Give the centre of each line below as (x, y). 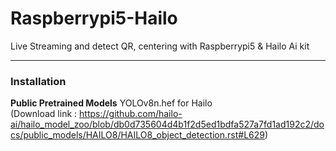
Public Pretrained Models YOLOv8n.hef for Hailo (111, 103)
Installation (38, 81)
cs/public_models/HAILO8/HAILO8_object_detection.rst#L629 (137, 135)
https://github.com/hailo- (131, 114)
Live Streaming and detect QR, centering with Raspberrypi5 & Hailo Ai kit (160, 46)
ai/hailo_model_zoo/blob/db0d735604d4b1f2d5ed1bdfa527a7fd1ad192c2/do (167, 124)
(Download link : (44, 114)
